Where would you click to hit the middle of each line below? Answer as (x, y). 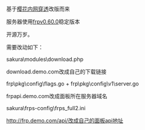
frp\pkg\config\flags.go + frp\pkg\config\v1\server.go (72, 84)
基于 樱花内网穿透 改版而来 (38, 9)
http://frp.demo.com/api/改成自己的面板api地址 (65, 120)
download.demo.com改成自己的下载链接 (56, 72)
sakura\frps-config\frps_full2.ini (46, 108)
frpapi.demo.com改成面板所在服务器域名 (57, 96)
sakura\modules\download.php (45, 59)
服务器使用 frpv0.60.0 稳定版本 (43, 22)
